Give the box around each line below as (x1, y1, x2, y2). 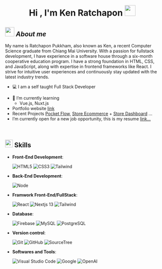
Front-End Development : (12, 154, 64, 160)
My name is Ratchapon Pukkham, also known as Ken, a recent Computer (5, 43, 152, 48)
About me (15, 30, 46, 38)
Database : (12, 211, 34, 217)
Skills (14, 141, 31, 149)
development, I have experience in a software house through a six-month (5, 53, 153, 59)
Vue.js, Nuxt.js (19, 100, 49, 106)
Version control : (12, 230, 46, 236)
